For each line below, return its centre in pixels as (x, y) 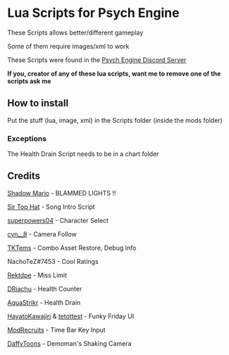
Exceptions (27, 138)
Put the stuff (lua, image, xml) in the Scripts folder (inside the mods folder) (115, 120)
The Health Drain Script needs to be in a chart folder (83, 154)
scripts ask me (29, 81)
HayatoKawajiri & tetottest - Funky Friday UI (71, 316)
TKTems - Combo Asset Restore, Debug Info (72, 248)
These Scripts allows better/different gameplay (75, 32)
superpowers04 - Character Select (58, 220)
